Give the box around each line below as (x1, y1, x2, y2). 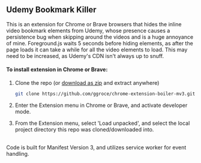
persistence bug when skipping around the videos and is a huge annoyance (6, 33, 194, 41)
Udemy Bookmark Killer (6, 5, 97, 15)
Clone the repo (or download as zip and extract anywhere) (14, 79, 160, 87)
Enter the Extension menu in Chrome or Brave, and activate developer (14, 102, 188, 109)
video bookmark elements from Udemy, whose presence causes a (6, 27, 170, 34)
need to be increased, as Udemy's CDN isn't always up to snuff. (6, 52, 164, 59)
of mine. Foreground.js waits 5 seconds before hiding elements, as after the (6, 39, 193, 47)
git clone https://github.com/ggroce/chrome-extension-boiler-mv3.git (14, 91, 196, 97)
